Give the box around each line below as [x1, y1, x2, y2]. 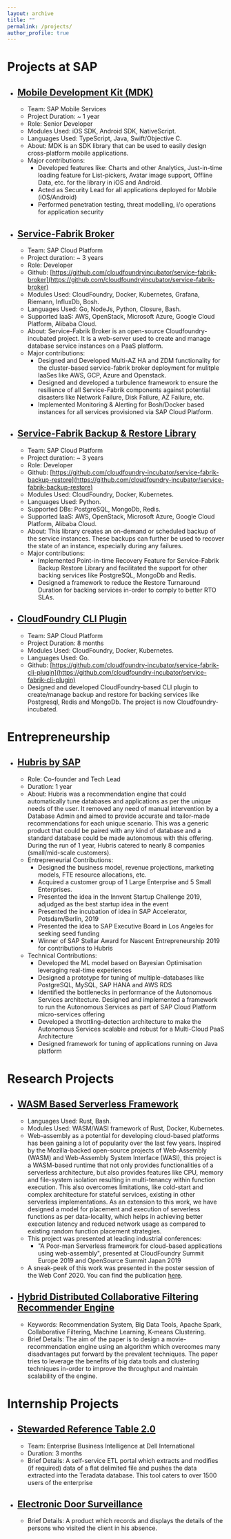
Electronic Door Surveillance [17, 1498, 143, 1510]
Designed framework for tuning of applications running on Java [37, 1039, 219, 1047]
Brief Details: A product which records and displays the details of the [27, 1517, 223, 1525]
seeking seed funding [37, 929, 100, 938]
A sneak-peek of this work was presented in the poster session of [27, 1263, 215, 1272]
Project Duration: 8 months [27, 639, 104, 647]
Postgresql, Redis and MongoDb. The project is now [27, 698, 176, 706]
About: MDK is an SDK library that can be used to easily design [27, 142, 207, 150]
